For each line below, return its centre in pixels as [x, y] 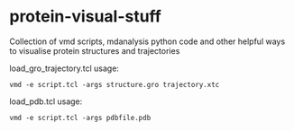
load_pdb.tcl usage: [46, 101]
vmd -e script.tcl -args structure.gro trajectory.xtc [115, 84]
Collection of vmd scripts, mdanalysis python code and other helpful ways [147, 41]
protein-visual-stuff [86, 17]
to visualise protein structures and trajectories [95, 50]
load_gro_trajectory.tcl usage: [64, 68]
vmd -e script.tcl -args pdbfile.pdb [80, 118]
